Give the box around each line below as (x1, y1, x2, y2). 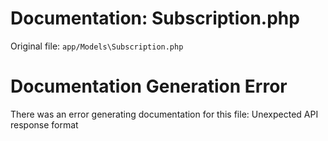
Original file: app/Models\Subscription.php (10, 40, 184, 52)
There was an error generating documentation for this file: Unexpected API (10, 108, 319, 120)
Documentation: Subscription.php (10, 7, 300, 30)
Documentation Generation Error (10, 75, 288, 98)
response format (10, 118, 79, 131)
